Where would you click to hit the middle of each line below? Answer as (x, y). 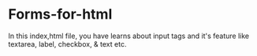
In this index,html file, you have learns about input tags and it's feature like (129, 36)
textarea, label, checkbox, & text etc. (67, 44)
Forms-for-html (60, 14)
